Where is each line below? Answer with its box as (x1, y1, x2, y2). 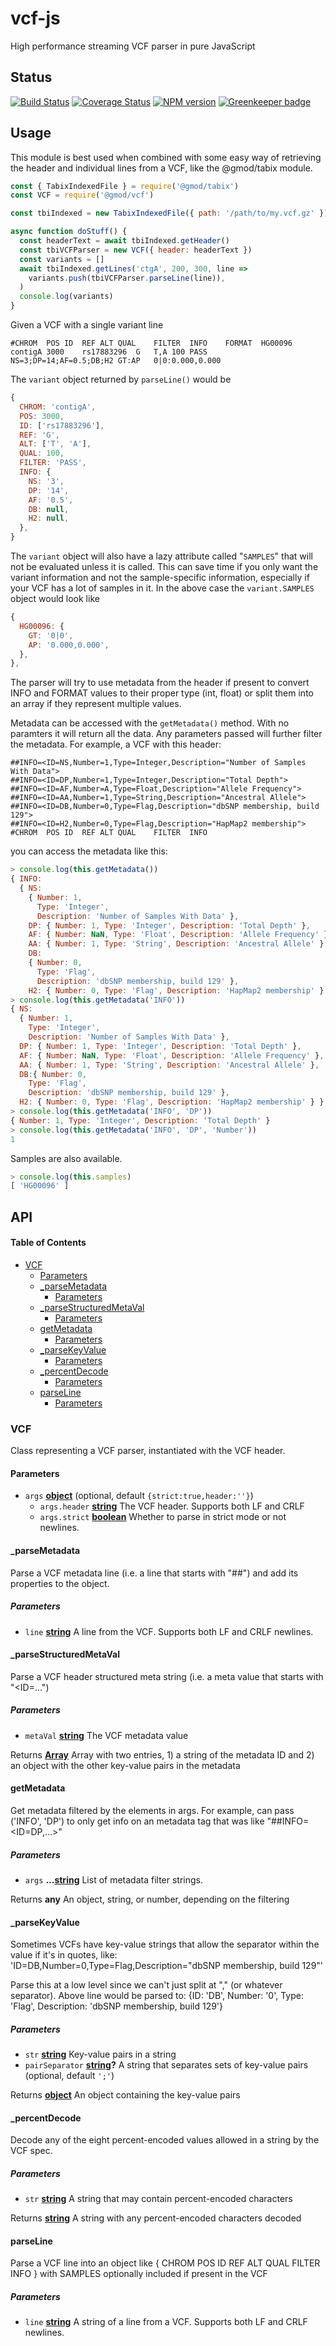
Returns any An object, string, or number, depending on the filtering (10, 1893, 290, 1905)
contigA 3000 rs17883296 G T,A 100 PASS (10, 347, 208, 357)
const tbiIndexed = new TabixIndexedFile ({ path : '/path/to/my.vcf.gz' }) (10, 208, 329, 219)
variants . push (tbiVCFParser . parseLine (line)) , (28, 273, 226, 283)
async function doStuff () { (10, 227, 128, 237)
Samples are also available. (10, 1152, 123, 1164)
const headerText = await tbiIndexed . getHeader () (19, 236, 230, 246)
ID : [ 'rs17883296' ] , (19, 420, 105, 431)
